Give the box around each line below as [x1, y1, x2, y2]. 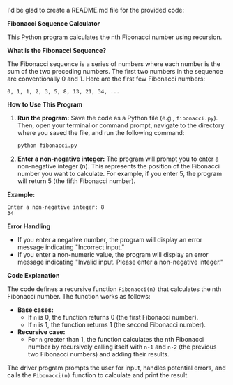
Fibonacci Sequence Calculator [7, 19, 100, 27]
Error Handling [7, 222, 51, 230]
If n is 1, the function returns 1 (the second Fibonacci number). [27, 320, 206, 329]
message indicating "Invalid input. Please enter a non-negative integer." [17, 258, 224, 266]
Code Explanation [7, 271, 60, 279]
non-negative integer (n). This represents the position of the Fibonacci [17, 162, 220, 170]
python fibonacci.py [17, 142, 77, 149]
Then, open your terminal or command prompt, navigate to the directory [17, 121, 225, 129]
